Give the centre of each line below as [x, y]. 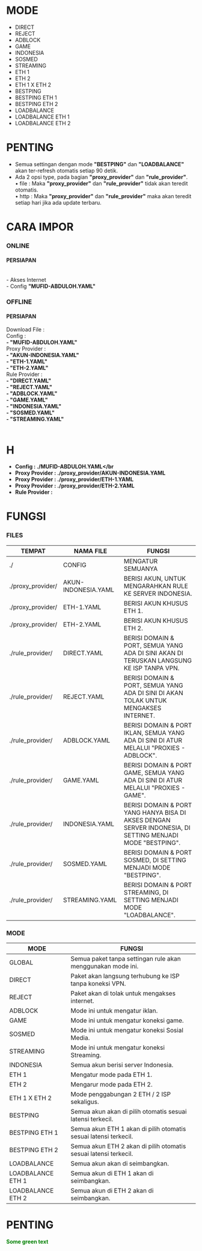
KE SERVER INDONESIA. [158, 593]
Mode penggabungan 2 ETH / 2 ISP [121, 1094]
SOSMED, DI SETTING [155, 860]
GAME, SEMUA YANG [154, 773]
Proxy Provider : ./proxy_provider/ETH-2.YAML [75, 486]
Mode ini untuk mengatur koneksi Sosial [127, 1031]
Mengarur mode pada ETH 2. [112, 1085]
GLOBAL [21, 962]
